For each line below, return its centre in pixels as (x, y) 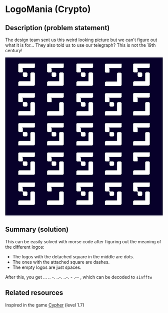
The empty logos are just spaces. (47, 267)
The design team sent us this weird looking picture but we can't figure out (81, 40)
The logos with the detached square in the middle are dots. (73, 256)
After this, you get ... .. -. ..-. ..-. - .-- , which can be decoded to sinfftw (79, 277)
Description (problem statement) (57, 28)
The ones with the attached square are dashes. (61, 262)
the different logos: (25, 247)
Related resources (34, 293)
